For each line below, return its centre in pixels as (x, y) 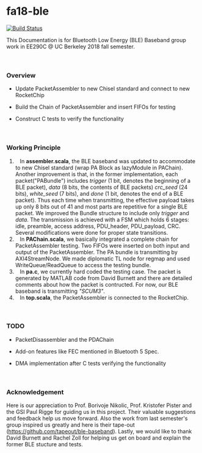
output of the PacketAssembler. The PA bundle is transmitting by (96, 252)
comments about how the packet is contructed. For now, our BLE (97, 284)
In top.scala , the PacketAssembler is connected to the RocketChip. (104, 297)
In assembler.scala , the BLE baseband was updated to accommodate (108, 161)
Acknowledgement (35, 392)
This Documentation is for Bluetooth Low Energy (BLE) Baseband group (96, 40)
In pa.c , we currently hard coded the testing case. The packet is (100, 271)
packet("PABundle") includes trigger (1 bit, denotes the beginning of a (103, 180)
